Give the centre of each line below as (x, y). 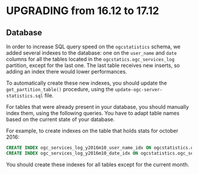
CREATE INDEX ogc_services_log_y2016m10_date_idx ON (72, 153)
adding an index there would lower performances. (67, 71)
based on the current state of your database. (60, 119)
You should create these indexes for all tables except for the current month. (98, 164)
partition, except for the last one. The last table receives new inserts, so (93, 65)
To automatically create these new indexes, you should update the (87, 83)
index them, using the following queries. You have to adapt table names (93, 113)
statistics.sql (25, 96)
